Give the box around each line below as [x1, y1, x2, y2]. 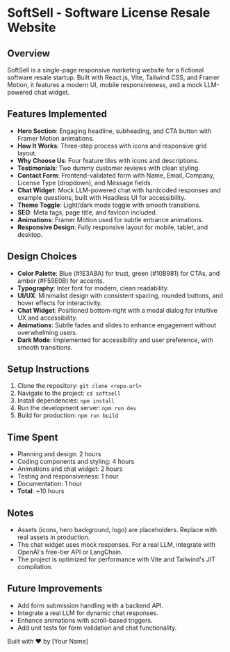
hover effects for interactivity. [17, 298, 102, 307]
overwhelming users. [17, 328, 78, 336]
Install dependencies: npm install [17, 396, 115, 405]
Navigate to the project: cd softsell [17, 389, 121, 398]
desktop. [17, 230, 43, 238]
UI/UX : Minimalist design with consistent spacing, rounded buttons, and [17, 291, 224, 300]
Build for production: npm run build [17, 411, 119, 419]
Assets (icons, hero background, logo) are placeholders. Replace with [17, 526, 217, 534]
